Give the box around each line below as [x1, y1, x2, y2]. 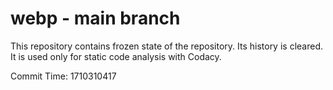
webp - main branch [10, 7, 181, 30]
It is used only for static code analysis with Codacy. [10, 50, 222, 62]
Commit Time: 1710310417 [10, 70, 117, 82]
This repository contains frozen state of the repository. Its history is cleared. [10, 40, 323, 52]
